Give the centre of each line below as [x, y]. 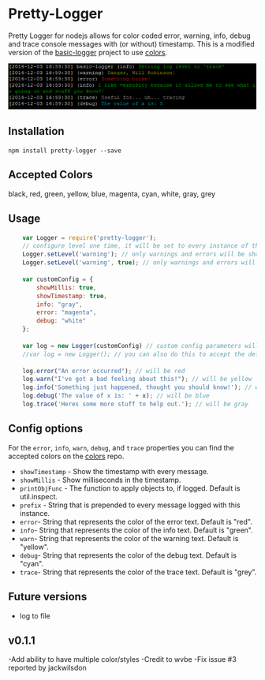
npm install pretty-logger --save [65, 151]
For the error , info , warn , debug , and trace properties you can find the [121, 447]
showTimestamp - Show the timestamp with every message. [114, 471]
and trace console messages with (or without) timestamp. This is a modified [131, 43]
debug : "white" [62, 321]
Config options [46, 429]
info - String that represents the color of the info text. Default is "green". [136, 530]
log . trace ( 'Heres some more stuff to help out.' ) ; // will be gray [135, 404]
